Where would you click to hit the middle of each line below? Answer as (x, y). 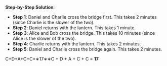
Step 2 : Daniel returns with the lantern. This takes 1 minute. (74, 28)
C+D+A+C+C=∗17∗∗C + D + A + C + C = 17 (52, 59)
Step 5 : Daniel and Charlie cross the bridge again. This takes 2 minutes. (87, 49)
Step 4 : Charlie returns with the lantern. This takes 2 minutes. (77, 44)
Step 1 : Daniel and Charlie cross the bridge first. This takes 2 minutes (85, 17)
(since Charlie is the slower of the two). (53, 22)
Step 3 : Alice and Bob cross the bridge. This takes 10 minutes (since (84, 33)
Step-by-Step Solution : (30, 7)
